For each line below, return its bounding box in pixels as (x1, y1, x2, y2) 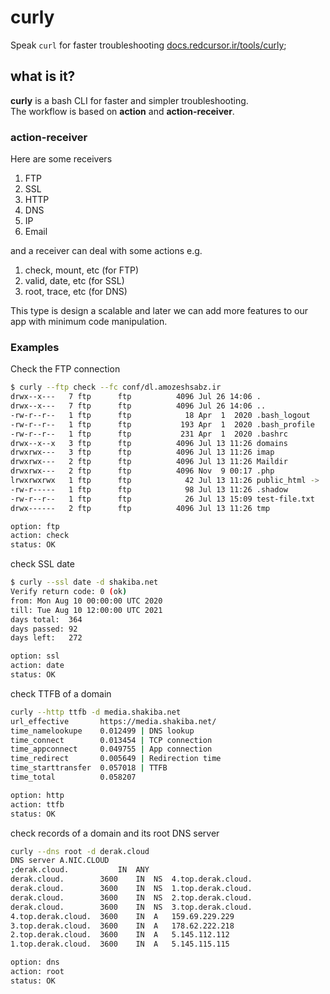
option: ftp (10, 521, 60, 531)
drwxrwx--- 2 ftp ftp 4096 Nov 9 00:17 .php (10, 466, 275, 476)
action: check (10, 531, 70, 541)
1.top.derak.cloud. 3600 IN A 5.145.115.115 (10, 939, 230, 950)
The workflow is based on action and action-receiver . (10, 105, 235, 117)
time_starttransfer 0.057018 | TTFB (10, 763, 168, 773)
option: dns (10, 957, 60, 968)
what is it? (10, 68, 76, 85)
